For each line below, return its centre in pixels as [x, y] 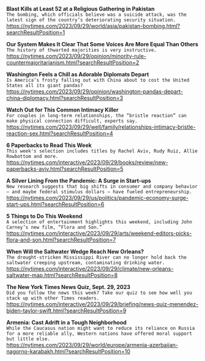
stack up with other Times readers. [53, 298]
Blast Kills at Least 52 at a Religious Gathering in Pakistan [81, 9]
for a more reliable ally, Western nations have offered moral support [99, 334]
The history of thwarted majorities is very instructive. [81, 50]
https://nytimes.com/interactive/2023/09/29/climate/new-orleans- [90, 269]
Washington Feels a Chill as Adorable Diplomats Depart [78, 74]
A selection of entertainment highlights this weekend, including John [99, 222]
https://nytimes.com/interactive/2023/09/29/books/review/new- [87, 162]
